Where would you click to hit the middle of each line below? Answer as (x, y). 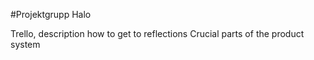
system (25, 44)
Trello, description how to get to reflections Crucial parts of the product (157, 33)
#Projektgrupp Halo (51, 14)
